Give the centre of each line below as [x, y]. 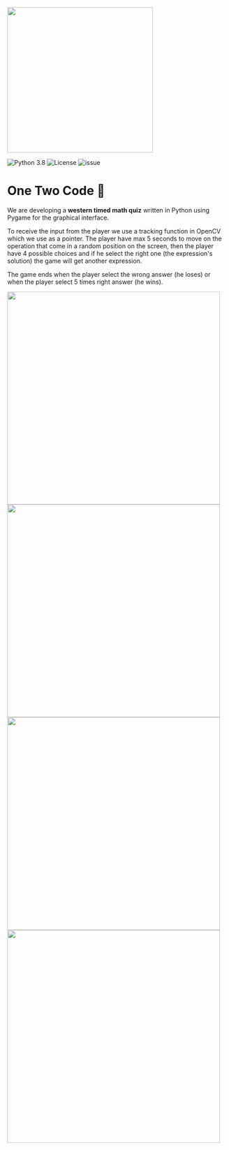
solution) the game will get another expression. [75, 261]
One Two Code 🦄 [56, 191]
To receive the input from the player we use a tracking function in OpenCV [114, 231]
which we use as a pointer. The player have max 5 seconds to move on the [114, 238]
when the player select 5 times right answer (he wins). [85, 282]
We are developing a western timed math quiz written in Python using [109, 210]
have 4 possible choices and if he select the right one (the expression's [110, 253]
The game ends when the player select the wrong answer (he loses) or [109, 274]
